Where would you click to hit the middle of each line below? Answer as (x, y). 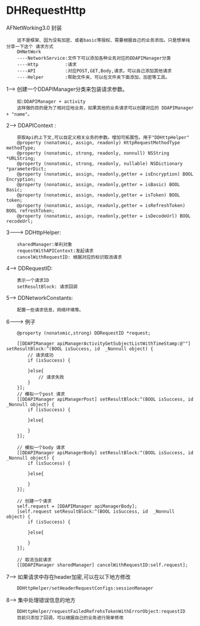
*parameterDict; (26, 169)
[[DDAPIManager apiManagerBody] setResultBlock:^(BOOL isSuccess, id (105, 452)
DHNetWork (29, 51)
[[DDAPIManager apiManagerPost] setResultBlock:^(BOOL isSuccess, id (105, 399)
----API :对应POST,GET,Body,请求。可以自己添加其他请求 (94, 71)
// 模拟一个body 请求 (41, 447)
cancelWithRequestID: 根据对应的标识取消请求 (70, 257)
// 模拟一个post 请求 (41, 394)
